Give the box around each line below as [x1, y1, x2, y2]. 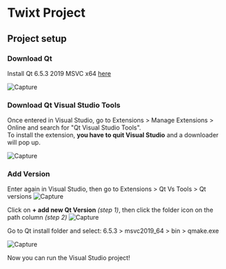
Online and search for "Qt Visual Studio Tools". [7, 123, 142, 132]
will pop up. [7, 138, 40, 147]
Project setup [7, 33, 68, 45]
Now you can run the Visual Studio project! [7, 254, 130, 262]
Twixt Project [7, 5, 86, 21]
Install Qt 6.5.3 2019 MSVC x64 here [7, 69, 112, 77]
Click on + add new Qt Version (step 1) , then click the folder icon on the [7, 206, 214, 214]
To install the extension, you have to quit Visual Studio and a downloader [7, 131, 219, 139]
